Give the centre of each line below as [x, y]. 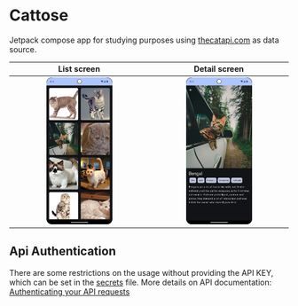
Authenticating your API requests [70, 291]
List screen [79, 69]
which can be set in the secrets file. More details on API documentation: [141, 282]
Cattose [39, 16]
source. [23, 49]
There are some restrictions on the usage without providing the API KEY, [141, 272]
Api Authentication [63, 251]
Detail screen [219, 69]
